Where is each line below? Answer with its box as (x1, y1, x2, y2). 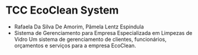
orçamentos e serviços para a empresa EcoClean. (14, 42, 136, 49)
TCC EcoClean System (5, 4, 119, 17)
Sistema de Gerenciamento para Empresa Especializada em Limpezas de (14, 29, 193, 36)
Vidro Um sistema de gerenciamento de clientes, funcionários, (14, 35, 167, 43)
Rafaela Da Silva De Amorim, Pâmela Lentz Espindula (14, 23, 144, 30)
